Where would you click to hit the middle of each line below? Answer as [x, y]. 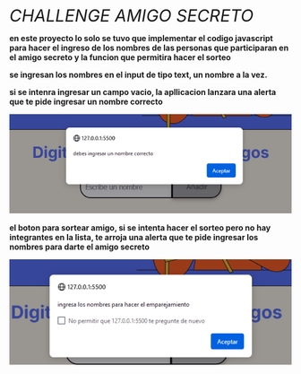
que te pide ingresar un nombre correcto [86, 101]
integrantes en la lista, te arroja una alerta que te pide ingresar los [134, 238]
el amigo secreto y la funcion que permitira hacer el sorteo [120, 57]
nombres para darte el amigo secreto [79, 247]
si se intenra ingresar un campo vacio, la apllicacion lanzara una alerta [143, 92]
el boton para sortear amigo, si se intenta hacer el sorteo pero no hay [140, 228]
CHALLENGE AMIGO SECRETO [131, 16]
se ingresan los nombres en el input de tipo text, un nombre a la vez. [138, 74]
